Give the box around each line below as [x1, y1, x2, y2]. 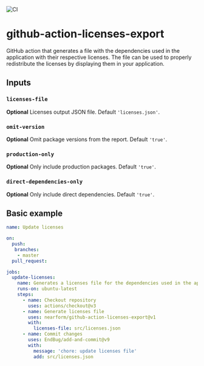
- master [17, 252, 39, 258]
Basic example [6, 208, 63, 218]
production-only [6, 151, 55, 157]
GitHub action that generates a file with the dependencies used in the [6, 47, 180, 54]
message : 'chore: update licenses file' [33, 348, 137, 354]
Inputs [6, 78, 32, 88]
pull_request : [12, 258, 47, 264]
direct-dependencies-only [6, 178, 83, 185]
